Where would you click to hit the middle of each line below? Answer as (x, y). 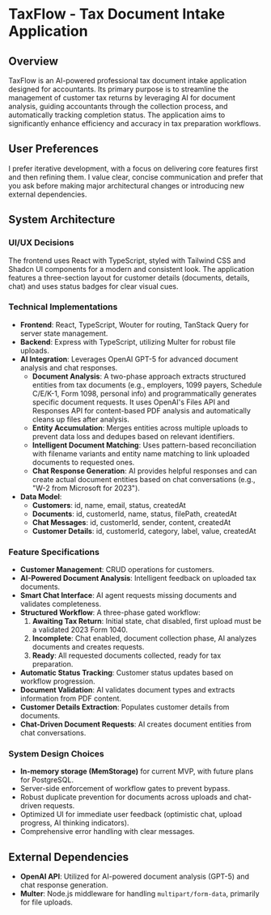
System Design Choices (56, 754)
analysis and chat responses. (69, 367)
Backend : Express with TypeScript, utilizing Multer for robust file (128, 341)
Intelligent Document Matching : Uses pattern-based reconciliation (144, 445)
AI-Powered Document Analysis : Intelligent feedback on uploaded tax (138, 578)
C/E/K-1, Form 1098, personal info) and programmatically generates (144, 393)
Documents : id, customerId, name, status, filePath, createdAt (134, 514)
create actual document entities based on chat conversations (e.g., (144, 479)
